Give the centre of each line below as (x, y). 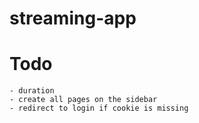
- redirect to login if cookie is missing (99, 108)
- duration (32, 91)
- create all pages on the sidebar (83, 100)
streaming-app (73, 18)
